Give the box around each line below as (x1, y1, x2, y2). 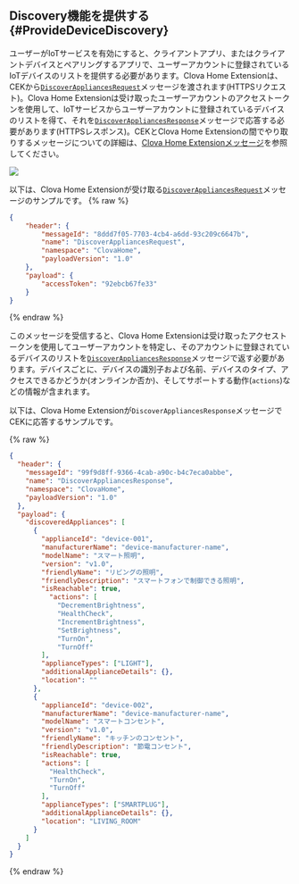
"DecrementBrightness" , (56, 601, 145, 610)
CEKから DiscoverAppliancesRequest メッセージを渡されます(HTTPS (9, 81, 256, 92)
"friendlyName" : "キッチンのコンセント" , (41, 734, 185, 743)
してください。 (9, 148, 64, 159)
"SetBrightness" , (56, 626, 122, 635)
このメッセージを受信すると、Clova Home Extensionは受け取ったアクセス (9, 330, 279, 341)
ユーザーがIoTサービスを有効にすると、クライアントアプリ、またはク (9, 47, 262, 58)
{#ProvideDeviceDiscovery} (9, 23, 170, 38)
